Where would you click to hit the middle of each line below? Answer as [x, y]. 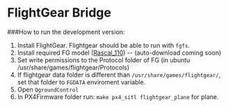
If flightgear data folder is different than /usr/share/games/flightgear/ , [119, 75]
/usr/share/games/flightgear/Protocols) [73, 67]
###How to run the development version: [66, 32]
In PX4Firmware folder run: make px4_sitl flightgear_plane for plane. [118, 97]
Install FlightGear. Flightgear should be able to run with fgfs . [103, 45]
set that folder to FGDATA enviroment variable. [81, 82]
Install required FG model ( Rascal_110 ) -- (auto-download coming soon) [119, 53]
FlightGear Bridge [59, 13]
